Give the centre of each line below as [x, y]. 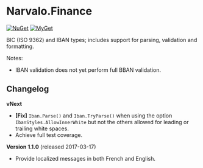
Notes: [15, 58]
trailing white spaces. [42, 128]
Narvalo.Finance [49, 11]
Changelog [28, 89]
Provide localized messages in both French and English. [85, 158]
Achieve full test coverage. [49, 135]
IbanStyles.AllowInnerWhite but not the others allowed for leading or [102, 122]
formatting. [20, 46]
